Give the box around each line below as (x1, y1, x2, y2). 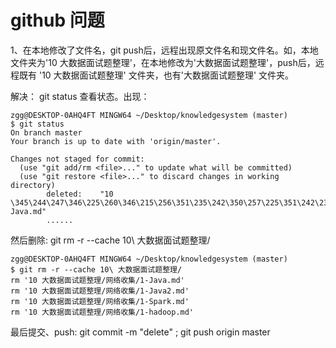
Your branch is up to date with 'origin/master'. (10, 136, 222, 146)
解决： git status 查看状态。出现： (10, 90, 150, 102)
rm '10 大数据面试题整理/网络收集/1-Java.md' (10, 275, 185, 285)
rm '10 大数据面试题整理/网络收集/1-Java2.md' (10, 286, 190, 296)
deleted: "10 (46, 189, 114, 199)
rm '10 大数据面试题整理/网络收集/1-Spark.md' (10, 296, 190, 306)
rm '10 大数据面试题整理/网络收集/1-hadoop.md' (10, 307, 195, 317)
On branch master (10, 127, 83, 138)
